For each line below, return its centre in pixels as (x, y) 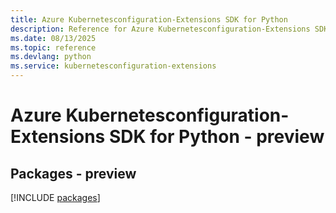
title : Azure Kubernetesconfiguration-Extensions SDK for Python (149, 19)
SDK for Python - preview (216, 137)
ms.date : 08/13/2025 (53, 38)
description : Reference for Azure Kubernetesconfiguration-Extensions (160, 29)
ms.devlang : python (51, 57)
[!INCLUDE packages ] (55, 197)
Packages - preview (73, 173)
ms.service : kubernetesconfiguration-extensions (113, 66)
